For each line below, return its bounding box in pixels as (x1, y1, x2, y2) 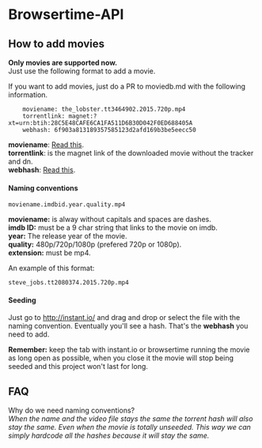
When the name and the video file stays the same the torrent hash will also (8, 414, 253, 424)
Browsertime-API (8, 6, 124, 24)
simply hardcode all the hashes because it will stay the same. (8, 431, 210, 440)
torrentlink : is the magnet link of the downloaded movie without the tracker (8, 149, 254, 157)
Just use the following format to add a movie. (8, 66, 156, 76)
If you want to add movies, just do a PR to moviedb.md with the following (8, 81, 246, 91)
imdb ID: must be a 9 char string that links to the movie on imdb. (8, 223, 218, 232)
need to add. (8, 329, 50, 339)
